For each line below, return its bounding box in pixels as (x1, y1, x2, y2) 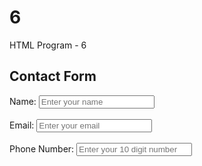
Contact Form (9, 68, 97, 85)
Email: (9, 119, 35, 131)
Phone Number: (9, 142, 75, 155)
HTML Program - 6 (9, 39, 87, 51)
